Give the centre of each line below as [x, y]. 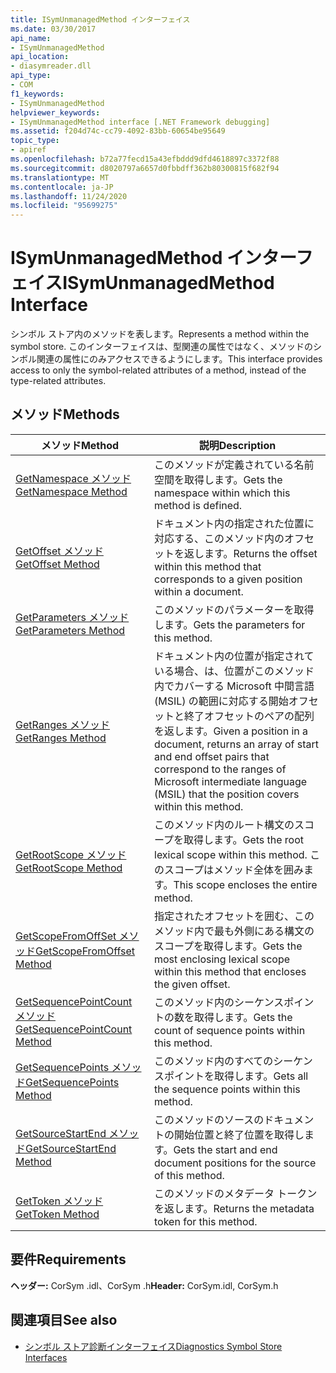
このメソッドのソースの [209, 1119]
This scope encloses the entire [245, 884]
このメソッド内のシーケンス [219, 1002]
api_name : [31, 38]
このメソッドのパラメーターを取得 [234, 609]
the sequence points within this [227, 1089]
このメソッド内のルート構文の [224, 824]
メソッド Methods [65, 414]
